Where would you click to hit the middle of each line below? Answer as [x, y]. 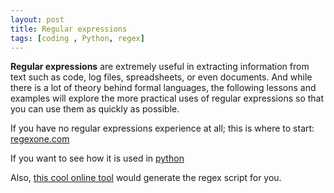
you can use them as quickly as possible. [95, 109]
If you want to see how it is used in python [97, 158]
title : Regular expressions [69, 29]
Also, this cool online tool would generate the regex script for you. [146, 178]
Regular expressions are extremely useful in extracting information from [160, 67]
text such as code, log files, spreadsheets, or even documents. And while [161, 77]
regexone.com [40, 139]
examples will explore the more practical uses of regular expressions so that [167, 98]
